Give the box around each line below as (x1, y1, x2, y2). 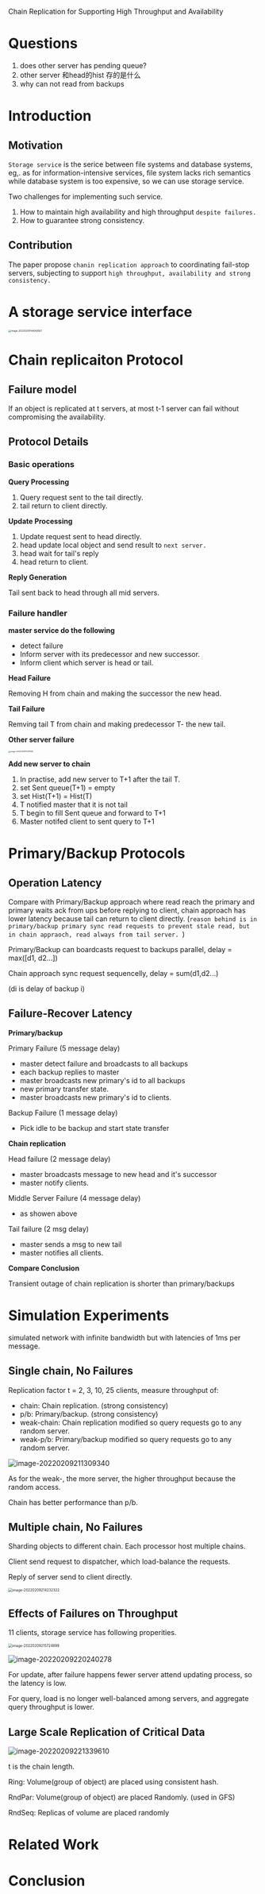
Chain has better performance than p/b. (8, 1497, 139, 1507)
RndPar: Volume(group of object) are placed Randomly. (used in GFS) (8, 1792, 236, 1802)
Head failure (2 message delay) (8, 1154, 111, 1163)
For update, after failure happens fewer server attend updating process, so (8, 1670, 252, 1680)
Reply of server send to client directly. (8, 1572, 132, 1582)
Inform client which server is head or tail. (19, 658, 154, 667)
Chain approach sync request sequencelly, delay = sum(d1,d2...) (8, 968, 219, 978)
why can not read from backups (19, 79, 125, 88)
